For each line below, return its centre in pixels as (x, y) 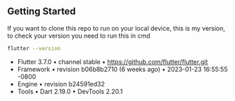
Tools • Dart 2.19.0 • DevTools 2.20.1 (70, 91)
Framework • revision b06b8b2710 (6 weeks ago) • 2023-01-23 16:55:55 (122, 69)
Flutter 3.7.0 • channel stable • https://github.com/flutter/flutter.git (113, 61)
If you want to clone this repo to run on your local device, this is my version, (116, 28)
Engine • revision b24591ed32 (61, 84)
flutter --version (34, 48)
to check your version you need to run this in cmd (79, 36)
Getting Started (42, 11)
